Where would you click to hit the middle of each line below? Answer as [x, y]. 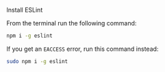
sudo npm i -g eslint [37, 61]
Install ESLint [25, 10]
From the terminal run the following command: [72, 23]
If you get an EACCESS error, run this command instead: [82, 49]
